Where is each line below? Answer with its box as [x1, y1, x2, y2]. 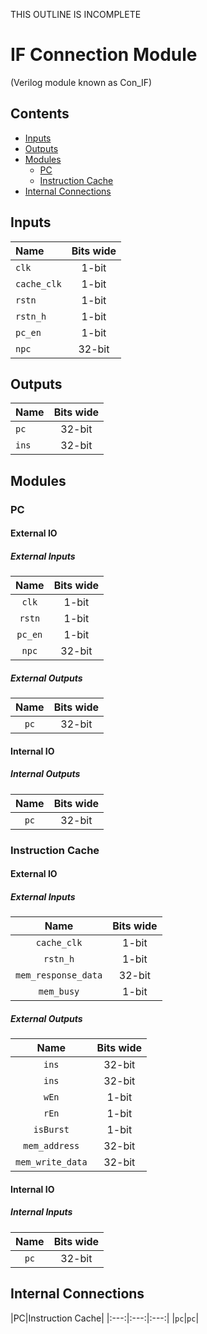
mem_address [23, 1140, 80, 1152]
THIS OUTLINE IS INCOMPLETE [10, 9, 142, 20]
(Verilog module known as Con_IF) [10, 76, 153, 88]
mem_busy [38, 986, 80, 998]
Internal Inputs [10, 1206, 73, 1218]
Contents [10, 105, 70, 123]
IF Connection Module [10, 44, 198, 66]
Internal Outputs [10, 768, 81, 780]
